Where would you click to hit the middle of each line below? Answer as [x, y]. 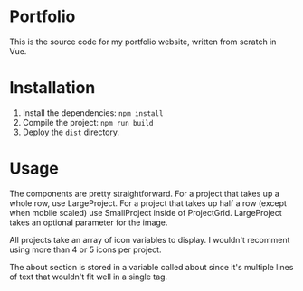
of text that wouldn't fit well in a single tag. [89, 277]
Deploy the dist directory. [71, 132]
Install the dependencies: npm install [93, 113]
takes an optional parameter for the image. [89, 222]
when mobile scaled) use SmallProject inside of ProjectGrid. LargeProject [146, 212]
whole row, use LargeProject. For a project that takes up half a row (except [148, 203]
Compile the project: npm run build [88, 122]
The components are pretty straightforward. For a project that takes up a [145, 193]
